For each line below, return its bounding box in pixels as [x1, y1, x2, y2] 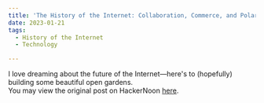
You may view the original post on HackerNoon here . [8, 86, 179, 95]
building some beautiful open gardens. [8, 78, 134, 87]
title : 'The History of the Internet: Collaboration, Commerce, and [8, 11, 237, 20]
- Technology [15, 41, 58, 49]
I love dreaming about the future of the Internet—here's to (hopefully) [8, 69, 233, 79]
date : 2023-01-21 [8, 19, 65, 27]
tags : [8, 26, 26, 34]
